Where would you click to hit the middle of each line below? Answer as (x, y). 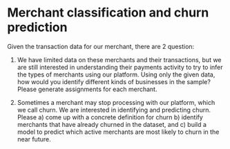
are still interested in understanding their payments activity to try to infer (120, 67)
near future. (34, 139)
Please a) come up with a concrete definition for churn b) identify (110, 117)
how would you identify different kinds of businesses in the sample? (114, 81)
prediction (37, 27)
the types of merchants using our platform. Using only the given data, (116, 74)
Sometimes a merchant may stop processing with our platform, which (116, 102)
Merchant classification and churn (108, 13)
